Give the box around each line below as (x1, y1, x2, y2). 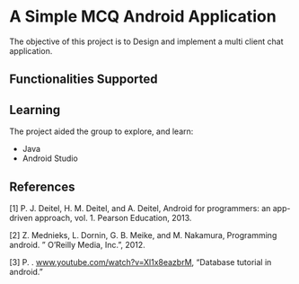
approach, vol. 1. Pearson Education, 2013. (34, 212, 192, 223)
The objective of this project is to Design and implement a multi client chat (9, 36, 285, 47)
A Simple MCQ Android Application (9, 6, 277, 27)
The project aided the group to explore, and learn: (9, 126, 194, 137)
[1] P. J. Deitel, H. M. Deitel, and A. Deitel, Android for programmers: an (9, 202, 271, 213)
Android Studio (22, 153, 78, 164)
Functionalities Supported (9, 72, 159, 87)
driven (9, 212, 33, 223)
